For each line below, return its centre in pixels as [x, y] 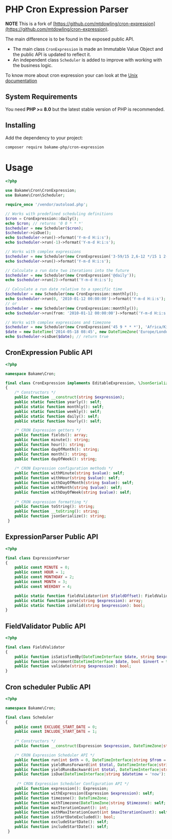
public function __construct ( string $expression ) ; [70, 397]
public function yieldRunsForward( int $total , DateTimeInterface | [87, 765]
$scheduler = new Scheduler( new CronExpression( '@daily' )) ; [71, 275]
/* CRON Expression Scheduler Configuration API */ [73, 784]
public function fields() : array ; [51, 435]
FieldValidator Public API [46, 626]
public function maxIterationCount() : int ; [62, 808]
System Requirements [41, 97]
